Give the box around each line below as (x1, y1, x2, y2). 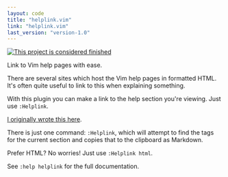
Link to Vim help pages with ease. (7, 61, 103, 69)
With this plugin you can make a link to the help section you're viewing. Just (7, 95, 221, 103)
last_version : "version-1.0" (7, 29, 90, 36)
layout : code (7, 10, 45, 17)
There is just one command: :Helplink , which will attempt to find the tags (7, 128, 214, 137)
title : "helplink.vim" (7, 16, 72, 23)
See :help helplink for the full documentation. (7, 162, 140, 171)
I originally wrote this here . (7, 115, 82, 124)
